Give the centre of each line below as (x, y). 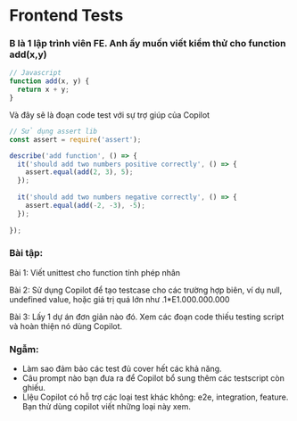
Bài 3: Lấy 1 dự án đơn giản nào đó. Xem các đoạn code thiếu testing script (147, 317)
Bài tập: (26, 253)
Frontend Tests (66, 16)
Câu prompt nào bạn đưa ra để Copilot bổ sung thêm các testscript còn (153, 378)
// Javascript (36, 73)
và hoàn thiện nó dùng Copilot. (66, 326)
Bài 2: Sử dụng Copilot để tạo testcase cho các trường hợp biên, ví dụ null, (146, 290)
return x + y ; (43, 90)
